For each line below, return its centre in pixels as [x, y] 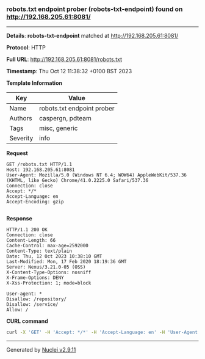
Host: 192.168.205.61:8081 [41, 170]
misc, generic [58, 128]
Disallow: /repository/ [37, 299]
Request [17, 153]
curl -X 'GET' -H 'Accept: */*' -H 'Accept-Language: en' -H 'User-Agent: [103, 332]
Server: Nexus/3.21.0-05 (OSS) [46, 267]
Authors [21, 118]
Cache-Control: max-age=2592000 [47, 246]
